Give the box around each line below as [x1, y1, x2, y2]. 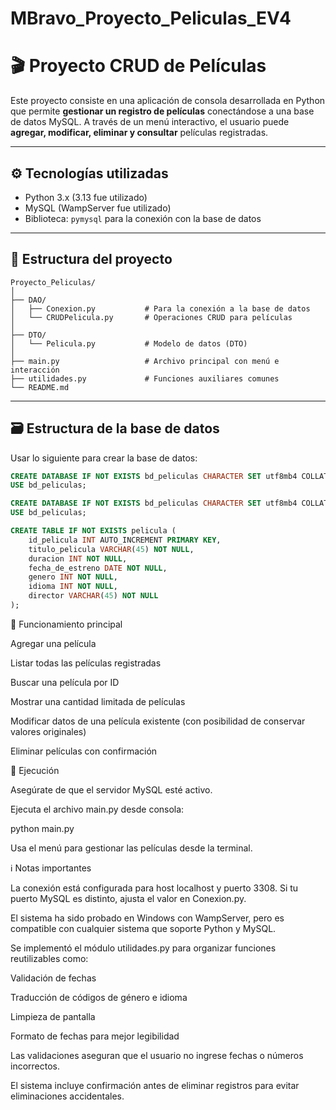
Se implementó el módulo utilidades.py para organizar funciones [10, 942, 277, 954]
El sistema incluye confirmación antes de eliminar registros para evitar [10, 1079, 300, 1091]
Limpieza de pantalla [10, 1010, 96, 1022]
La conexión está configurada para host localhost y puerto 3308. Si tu [10, 882, 299, 894]
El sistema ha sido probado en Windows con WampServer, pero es [10, 912, 285, 924]
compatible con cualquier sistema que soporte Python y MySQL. [10, 922, 277, 934]
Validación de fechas [10, 972, 97, 984]
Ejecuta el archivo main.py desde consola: [10, 803, 185, 815]
